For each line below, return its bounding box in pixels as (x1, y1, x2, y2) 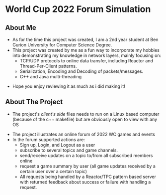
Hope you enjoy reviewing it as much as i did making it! (12, 83, 125, 89)
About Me (5, 23, 36, 32)
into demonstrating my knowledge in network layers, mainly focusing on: (12, 52, 162, 58)
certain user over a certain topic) (19, 168, 87, 174)
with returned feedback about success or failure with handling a (19, 179, 151, 185)
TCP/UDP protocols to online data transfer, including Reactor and (19, 58, 153, 63)
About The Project (5, 98, 63, 106)
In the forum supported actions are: (12, 136, 85, 143)
